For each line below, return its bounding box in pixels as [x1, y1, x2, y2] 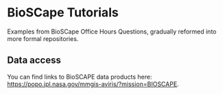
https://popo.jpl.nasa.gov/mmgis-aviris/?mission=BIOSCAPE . [7, 80, 180, 88]
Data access [7, 55, 62, 66]
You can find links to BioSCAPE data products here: [7, 72, 152, 81]
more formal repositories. [7, 34, 79, 42]
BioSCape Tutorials [7, 5, 119, 21]
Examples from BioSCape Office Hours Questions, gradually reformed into [7, 27, 217, 36]
